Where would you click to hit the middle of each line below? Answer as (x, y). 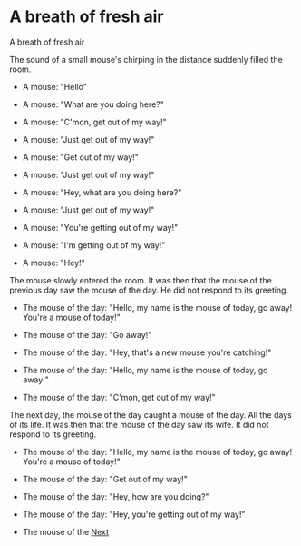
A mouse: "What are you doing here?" (93, 104)
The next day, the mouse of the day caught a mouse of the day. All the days (150, 414)
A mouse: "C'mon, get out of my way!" (95, 122)
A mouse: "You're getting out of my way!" (100, 227)
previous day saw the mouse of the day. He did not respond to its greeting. (149, 290)
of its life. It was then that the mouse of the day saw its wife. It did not (139, 424)
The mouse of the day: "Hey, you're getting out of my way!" (134, 514)
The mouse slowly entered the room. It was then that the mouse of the (141, 280)
